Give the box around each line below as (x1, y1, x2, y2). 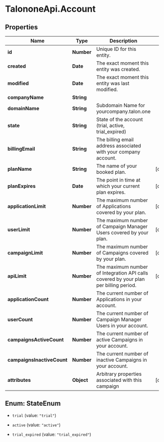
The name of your (96, 163, 137, 169)
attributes (7, 377, 31, 383)
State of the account (96, 116, 143, 123)
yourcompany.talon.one (96, 108, 151, 115)
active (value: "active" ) (12, 422, 61, 428)
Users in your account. (96, 322, 148, 329)
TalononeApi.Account (5, 3, 96, 15)
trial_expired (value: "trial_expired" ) (12, 431, 91, 437)
